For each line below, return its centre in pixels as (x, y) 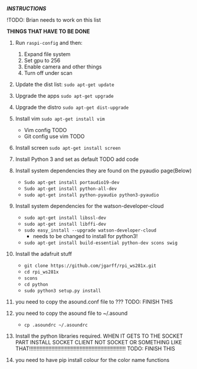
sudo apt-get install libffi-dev (65, 224)
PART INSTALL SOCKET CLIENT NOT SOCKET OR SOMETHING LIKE (98, 342)
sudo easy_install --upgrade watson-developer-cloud (90, 230)
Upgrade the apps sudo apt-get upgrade (64, 96)
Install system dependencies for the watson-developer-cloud (89, 206)
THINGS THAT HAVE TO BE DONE (48, 31)
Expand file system (47, 54)
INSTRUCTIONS (27, 9)
